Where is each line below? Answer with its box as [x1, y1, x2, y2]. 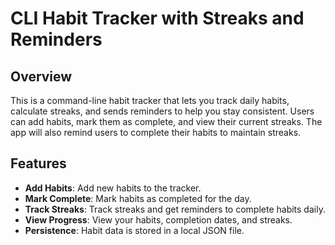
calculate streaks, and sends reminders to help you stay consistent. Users [10, 105, 315, 117]
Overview [10, 68, 73, 85]
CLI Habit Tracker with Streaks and [10, 7, 305, 30]
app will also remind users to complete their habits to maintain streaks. [10, 127, 302, 138]
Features [10, 155, 67, 172]
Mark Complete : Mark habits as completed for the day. [24, 192, 252, 204]
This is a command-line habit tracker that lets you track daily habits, [10, 95, 290, 106]
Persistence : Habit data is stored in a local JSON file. [24, 224, 245, 236]
